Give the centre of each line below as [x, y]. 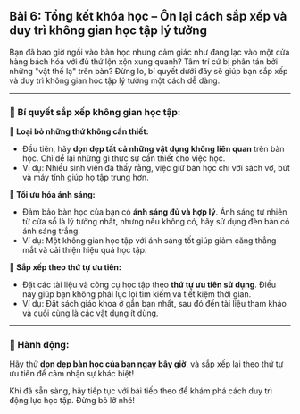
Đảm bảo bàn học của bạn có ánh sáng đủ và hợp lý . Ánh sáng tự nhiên [154, 212]
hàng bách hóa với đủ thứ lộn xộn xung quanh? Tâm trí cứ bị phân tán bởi [144, 61]
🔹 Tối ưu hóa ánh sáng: [52, 195]
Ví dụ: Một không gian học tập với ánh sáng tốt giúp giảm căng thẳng [149, 241]
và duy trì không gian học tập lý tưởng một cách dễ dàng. [115, 80]
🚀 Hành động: [39, 345]
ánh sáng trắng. [51, 231]
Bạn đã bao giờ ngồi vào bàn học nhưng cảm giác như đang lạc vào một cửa [150, 52]
